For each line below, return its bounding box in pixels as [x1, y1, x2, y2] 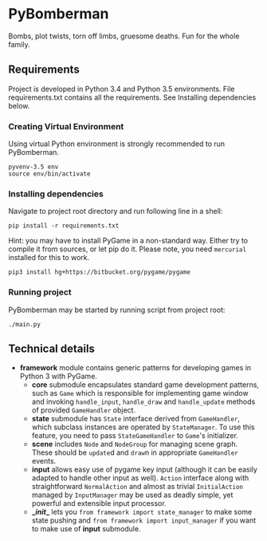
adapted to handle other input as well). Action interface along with [31, 473, 249, 483]
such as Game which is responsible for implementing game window [31, 389, 249, 398]
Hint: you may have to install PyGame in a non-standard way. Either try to [8, 236, 249, 246]
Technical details [8, 342, 96, 356]
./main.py [8, 320, 41, 328]
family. [8, 39, 30, 49]
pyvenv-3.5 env [8, 163, 59, 172]
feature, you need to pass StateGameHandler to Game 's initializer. [31, 431, 239, 440]
